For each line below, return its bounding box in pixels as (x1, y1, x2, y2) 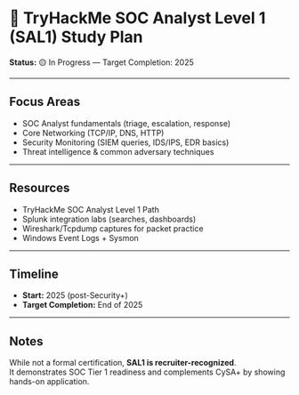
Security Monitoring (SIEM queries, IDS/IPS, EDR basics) (21, 137, 230, 148)
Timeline (9, 266, 60, 281)
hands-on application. (9, 376, 90, 387)
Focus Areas (9, 94, 81, 109)
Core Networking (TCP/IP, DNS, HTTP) (21, 127, 165, 138)
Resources (9, 181, 70, 196)
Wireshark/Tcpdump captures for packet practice (21, 222, 204, 234)
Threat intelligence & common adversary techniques (21, 146, 214, 157)
